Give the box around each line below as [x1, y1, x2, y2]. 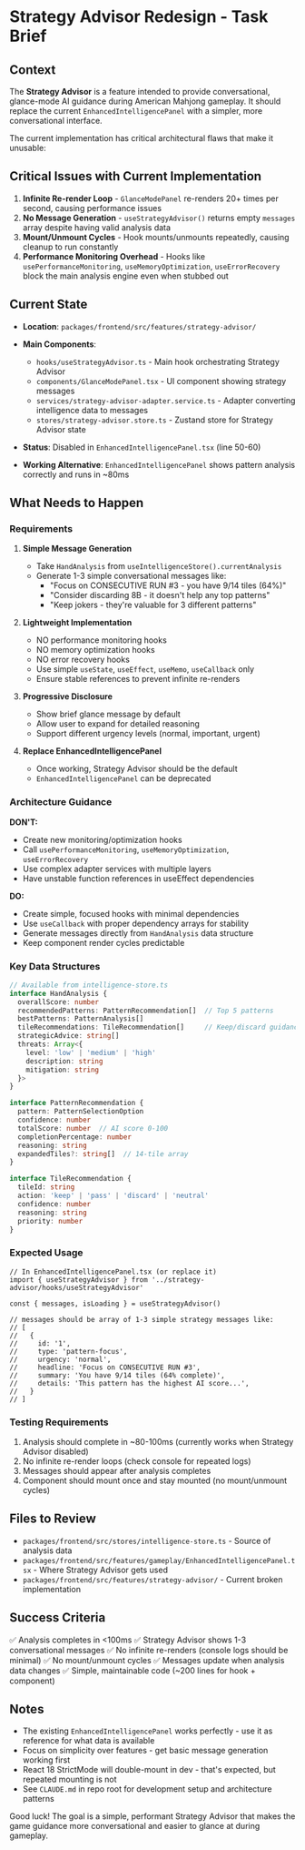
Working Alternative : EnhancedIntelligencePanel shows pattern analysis [22, 459, 296, 470]
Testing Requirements [9, 1416, 109, 1428]
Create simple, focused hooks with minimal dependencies [22, 908, 240, 919]
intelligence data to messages [35, 404, 149, 415]
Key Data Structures [9, 960, 101, 972]
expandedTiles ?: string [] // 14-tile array [17, 1149, 189, 1158]
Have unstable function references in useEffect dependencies [22, 872, 255, 884]
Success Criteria [9, 1610, 106, 1626]
